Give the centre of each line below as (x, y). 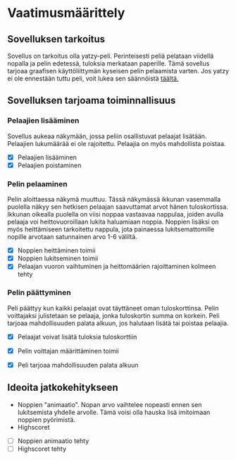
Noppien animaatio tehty (53, 441)
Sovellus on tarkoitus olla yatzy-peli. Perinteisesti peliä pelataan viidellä (111, 56)
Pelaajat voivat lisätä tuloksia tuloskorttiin (77, 337)
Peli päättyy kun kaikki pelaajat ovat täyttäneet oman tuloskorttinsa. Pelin (113, 308)
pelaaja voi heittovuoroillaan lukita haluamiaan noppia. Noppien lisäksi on (113, 222)
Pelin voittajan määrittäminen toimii (68, 351)
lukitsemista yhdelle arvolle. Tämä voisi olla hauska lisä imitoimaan (114, 412)
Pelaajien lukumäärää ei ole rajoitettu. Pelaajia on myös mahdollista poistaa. (117, 143)
